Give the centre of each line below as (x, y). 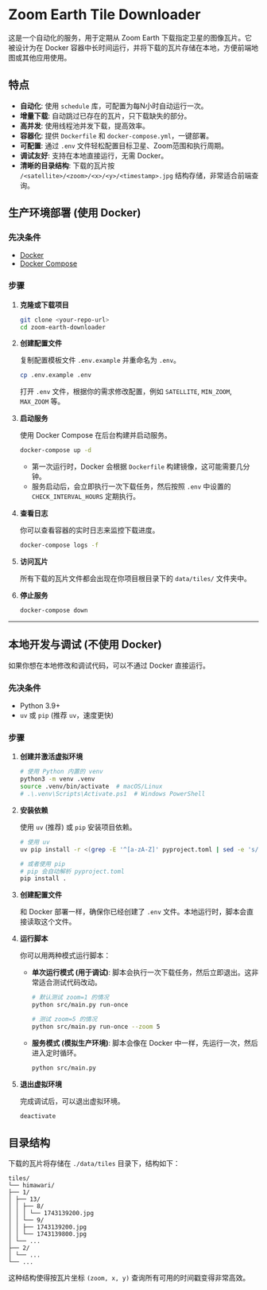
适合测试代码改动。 (70, 982)
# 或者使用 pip (43, 864)
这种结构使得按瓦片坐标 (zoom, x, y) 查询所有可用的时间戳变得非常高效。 (129, 1278)
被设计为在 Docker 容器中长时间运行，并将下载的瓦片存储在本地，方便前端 (130, 47)
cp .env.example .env (55, 376)
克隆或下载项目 (44, 305)
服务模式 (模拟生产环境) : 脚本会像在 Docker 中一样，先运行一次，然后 (145, 1043)
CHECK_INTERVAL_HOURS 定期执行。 (86, 497)
